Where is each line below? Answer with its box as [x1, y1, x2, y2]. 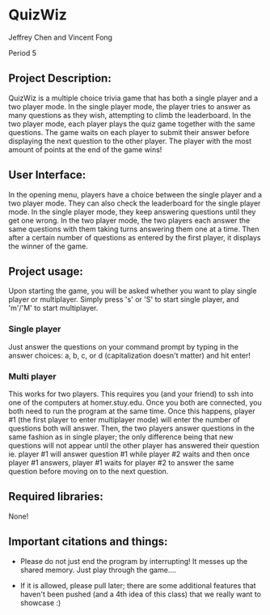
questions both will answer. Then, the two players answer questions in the [8, 423, 255, 433]
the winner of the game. [8, 241, 89, 251]
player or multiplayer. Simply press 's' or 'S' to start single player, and [8, 295, 239, 304]
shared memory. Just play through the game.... [19, 565, 176, 575]
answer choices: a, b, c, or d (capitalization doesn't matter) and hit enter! [8, 350, 251, 360]
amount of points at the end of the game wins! [8, 144, 162, 155]
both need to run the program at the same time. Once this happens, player [8, 406, 255, 416]
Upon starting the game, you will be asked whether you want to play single [8, 286, 257, 296]
